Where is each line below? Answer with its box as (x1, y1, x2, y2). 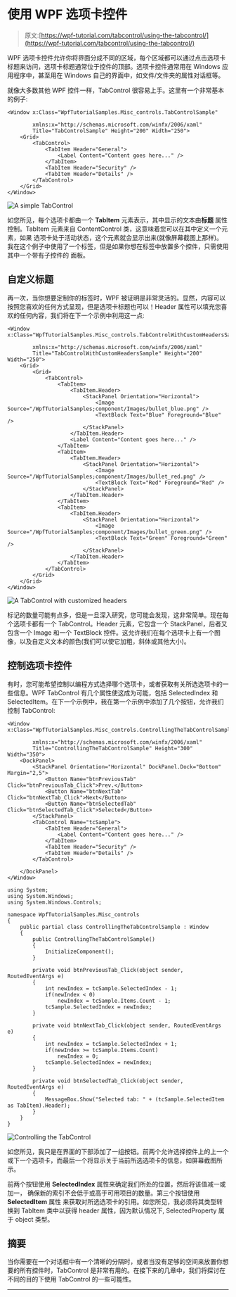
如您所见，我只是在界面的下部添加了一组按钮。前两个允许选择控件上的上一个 (7, 1147, 229, 1156)
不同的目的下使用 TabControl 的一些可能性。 (7, 1275, 136, 1284)
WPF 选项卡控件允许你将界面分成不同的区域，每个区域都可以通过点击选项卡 (7, 53, 226, 62)
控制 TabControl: (7, 706, 55, 714)
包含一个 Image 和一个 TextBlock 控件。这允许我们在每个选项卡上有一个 (7, 628, 215, 637)
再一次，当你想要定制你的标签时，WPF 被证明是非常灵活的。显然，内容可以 (7, 293, 226, 302)
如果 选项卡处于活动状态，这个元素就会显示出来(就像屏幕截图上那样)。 (19, 233, 223, 241)
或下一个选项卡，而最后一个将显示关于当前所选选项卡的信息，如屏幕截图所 (7, 1156, 223, 1165)
